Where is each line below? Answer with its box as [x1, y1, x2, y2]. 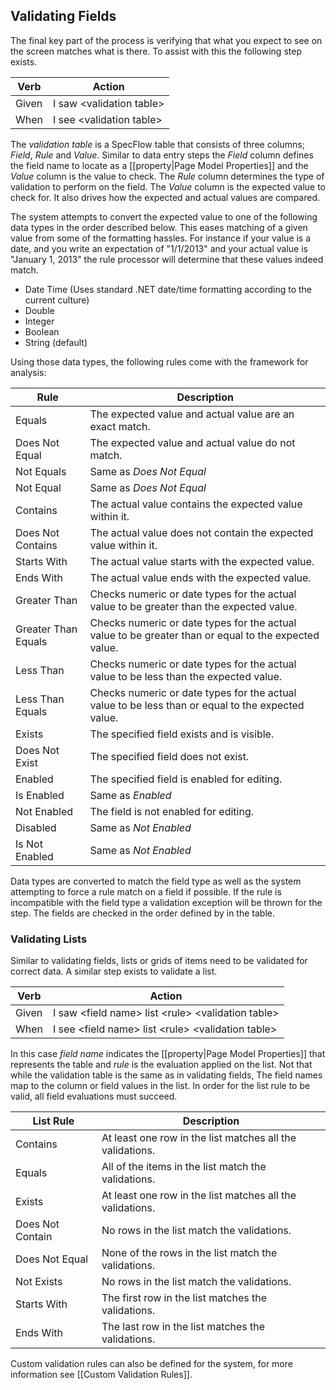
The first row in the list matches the [101, 1291, 268, 1305]
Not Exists [15, 1275, 63, 1289]
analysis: [10, 366, 47, 378]
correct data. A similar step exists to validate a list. [10, 965, 218, 978]
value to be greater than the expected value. [89, 599, 298, 613]
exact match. [89, 419, 151, 433]
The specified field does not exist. [89, 749, 250, 763]
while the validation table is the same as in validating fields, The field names [10, 1069, 323, 1081]
